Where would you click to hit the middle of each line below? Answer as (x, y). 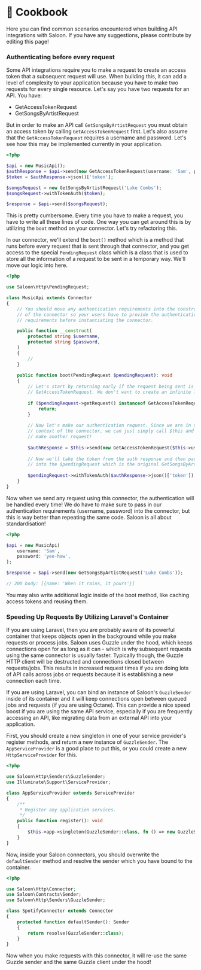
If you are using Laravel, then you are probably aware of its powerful (91, 630)
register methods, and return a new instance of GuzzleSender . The (87, 742)
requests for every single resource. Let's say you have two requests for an (98, 89)
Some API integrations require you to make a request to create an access (96, 70)
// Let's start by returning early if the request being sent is (111, 387)
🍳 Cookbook (37, 12)
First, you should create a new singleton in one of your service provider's (96, 736)
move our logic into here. (37, 265)
